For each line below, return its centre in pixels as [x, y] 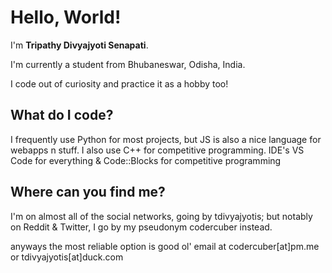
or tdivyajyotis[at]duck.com [67, 257]
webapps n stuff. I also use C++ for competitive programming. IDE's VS [157, 150]
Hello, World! [66, 17]
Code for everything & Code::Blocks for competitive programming [146, 160]
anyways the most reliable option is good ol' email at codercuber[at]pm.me [165, 246]
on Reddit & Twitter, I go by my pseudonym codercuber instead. [141, 227]
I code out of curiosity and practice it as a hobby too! [119, 83]
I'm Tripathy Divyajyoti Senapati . [79, 45]
